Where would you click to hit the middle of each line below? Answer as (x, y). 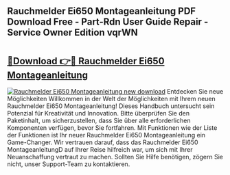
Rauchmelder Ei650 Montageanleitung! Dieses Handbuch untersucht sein (111, 106)
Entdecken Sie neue (195, 91)
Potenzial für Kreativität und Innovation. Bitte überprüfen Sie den (99, 113)
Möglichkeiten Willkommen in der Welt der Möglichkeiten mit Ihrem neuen (112, 99)
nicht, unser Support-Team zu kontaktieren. (69, 164)
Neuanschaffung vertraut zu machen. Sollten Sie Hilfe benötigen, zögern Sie (115, 157)
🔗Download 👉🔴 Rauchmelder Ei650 (86, 61)
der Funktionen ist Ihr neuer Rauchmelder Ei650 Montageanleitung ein (106, 135)
